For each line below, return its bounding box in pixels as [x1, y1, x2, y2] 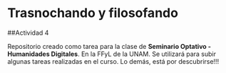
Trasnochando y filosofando [7, 5, 178, 21]
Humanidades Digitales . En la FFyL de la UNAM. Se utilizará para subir [7, 50, 216, 58]
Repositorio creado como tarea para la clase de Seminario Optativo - [7, 42, 212, 50]
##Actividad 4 [7, 28, 49, 37]
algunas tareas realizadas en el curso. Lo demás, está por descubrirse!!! [7, 57, 220, 65]
